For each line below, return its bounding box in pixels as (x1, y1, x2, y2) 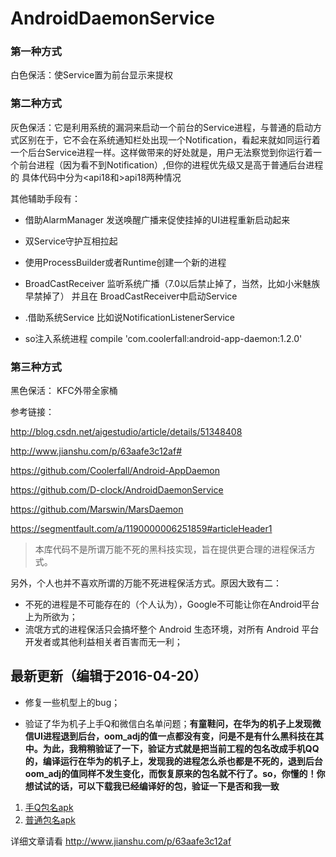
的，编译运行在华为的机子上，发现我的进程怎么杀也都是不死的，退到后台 (24, 755, 323, 767)
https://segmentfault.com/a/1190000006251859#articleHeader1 (10, 523, 273, 535)
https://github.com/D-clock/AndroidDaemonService (10, 484, 224, 496)
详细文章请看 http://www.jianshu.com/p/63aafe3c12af (10, 835, 232, 847)
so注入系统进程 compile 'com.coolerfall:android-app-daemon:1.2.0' (24, 332, 303, 344)
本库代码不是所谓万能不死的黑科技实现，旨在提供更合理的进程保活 (34, 543, 307, 556)
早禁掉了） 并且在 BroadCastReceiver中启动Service (24, 290, 238, 302)
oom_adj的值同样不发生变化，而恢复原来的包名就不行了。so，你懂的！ (24, 767, 317, 779)
